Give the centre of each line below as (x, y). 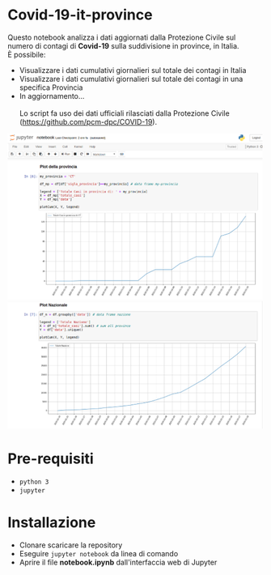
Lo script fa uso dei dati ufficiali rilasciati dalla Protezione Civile (124, 113)
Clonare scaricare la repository (71, 545)
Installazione (52, 523)
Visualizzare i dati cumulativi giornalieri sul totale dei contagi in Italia (133, 70)
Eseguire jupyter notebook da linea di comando (99, 554)
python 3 (34, 482)
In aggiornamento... (52, 96)
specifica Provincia (51, 87)
